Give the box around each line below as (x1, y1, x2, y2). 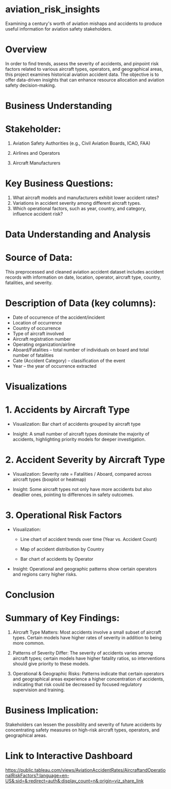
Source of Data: (5, 252, 73, 263)
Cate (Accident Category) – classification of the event (12, 358, 126, 364)
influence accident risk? (12, 210, 63, 217)
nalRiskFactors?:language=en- (5, 773, 70, 778)
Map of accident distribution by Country (20, 546, 104, 552)
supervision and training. (12, 687, 65, 693)
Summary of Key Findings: (5, 612, 120, 624)
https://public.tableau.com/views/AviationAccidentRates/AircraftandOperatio (5, 767, 166, 773)
